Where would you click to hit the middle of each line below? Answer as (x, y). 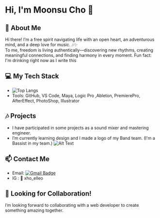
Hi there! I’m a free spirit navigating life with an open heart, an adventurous (80, 39)
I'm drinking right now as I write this (41, 60)
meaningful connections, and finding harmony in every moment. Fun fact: (78, 55)
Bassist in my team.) (32, 143)
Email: (18, 173)
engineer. (22, 133)
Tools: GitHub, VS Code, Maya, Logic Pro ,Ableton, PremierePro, (76, 95)
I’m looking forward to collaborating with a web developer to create (72, 205)
